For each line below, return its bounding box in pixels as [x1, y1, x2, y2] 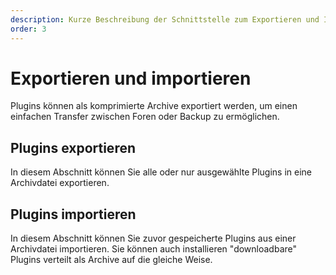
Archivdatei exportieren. [10, 177, 110, 189]
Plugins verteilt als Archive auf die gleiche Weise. [10, 254, 213, 266]
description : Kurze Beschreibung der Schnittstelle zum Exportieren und [10, 14, 320, 25]
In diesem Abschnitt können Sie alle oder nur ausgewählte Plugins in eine [10, 166, 313, 178]
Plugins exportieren [10, 139, 137, 156]
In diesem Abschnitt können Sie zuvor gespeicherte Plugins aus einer [10, 232, 297, 245]
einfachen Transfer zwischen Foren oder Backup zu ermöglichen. [10, 111, 280, 123]
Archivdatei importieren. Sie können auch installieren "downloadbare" [10, 243, 298, 255]
